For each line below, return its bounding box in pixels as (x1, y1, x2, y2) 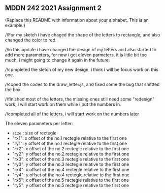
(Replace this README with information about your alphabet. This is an (5, 17, 149, 23)
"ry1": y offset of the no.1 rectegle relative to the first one (12, 140, 127, 146)
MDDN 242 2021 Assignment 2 (5, 4, 102, 12)
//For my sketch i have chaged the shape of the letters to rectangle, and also (5, 32, 160, 37)
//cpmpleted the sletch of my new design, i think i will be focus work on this (5, 66, 159, 72)
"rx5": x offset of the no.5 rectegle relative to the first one (12, 177, 129, 183)
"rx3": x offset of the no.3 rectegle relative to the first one (12, 156, 129, 162)
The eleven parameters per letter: (5, 120, 73, 126)
